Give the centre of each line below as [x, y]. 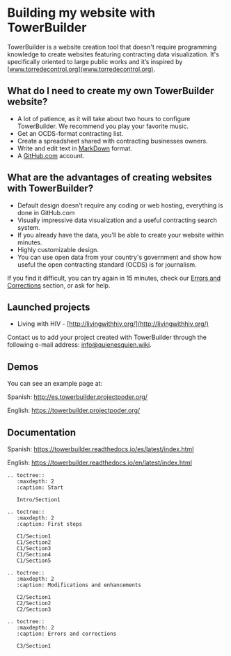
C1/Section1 [34, 536]
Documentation [42, 432]
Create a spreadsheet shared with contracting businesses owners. [112, 141]
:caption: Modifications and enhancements [79, 585]
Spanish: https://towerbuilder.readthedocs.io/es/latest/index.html [101, 449]
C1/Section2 [34, 542]
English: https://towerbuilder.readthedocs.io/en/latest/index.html [100, 462]
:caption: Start [40, 487]
